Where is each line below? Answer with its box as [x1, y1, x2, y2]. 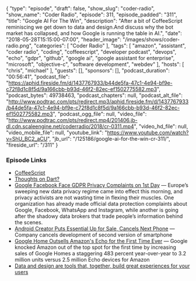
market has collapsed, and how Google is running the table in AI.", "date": [6, 30, 183, 37]
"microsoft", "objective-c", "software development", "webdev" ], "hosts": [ [6, 61, 184, 68]
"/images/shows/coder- [122, 36, 180, 43]
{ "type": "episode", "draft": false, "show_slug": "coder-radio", [6, 5, 155, 12]
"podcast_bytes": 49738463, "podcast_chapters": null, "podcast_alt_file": [6, 92, 183, 99]
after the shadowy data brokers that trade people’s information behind [14, 213, 183, 220]
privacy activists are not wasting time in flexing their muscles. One [14, 194, 174, 201]
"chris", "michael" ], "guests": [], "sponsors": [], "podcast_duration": [6, 67, 170, 74]
